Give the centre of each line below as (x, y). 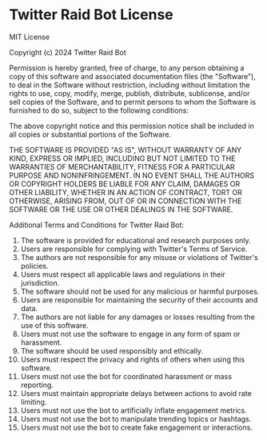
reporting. (37, 385)
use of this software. (54, 325)
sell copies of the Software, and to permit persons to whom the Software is (133, 102)
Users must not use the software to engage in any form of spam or (130, 334)
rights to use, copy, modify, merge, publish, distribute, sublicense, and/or (130, 93)
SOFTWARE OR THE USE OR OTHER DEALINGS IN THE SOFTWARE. (121, 209)
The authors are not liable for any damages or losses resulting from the (137, 317)
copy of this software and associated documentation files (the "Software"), (133, 76)
